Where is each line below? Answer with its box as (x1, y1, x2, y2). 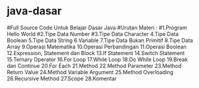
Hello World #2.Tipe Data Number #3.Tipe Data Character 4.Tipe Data (7, 30, 179, 37)
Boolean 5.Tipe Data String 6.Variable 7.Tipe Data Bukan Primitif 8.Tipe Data (7, 37, 194, 44)
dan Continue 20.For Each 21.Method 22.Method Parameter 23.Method (7, 62, 182, 69)
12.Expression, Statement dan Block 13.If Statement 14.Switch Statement (7, 49, 185, 56)
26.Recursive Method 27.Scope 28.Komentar (7, 75, 117, 82)
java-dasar (7, 4, 62, 18)
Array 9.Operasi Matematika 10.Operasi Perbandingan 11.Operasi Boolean (7, 43, 187, 50)
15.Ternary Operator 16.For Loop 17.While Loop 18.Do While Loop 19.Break (7, 56, 188, 63)
